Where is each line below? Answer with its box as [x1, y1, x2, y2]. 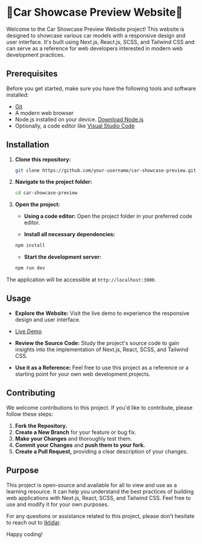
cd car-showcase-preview [14, 190, 78, 196]
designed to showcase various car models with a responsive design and [6, 31, 186, 39]
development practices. [6, 51, 65, 58]
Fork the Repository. [14, 422, 68, 429]
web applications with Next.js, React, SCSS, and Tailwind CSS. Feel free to [6, 494, 191, 501]
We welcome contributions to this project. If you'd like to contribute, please [6, 404, 193, 411]
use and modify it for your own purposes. [6, 500, 109, 508]
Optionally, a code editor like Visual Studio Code [14, 122, 135, 129]
